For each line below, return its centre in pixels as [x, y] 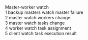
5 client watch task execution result [41, 33]
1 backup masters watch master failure [44, 12]
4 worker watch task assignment [38, 28]
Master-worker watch [27, 7]
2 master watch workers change [38, 18]
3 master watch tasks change [35, 23]
